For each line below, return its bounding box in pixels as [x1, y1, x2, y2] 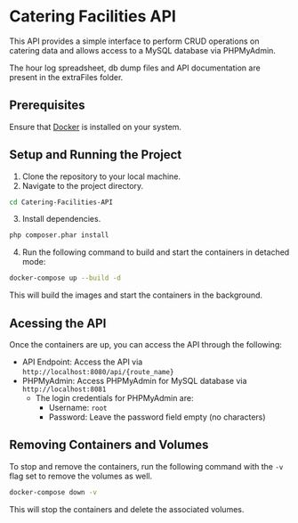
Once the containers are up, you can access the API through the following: [9, 339, 283, 349]
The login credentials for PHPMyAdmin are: [35, 393, 194, 403]
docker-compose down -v [9, 487, 98, 496]
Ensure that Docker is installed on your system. [9, 121, 182, 132]
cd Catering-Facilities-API [9, 198, 114, 207]
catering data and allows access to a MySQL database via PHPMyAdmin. [9, 45, 276, 55]
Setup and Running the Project [9, 147, 182, 162]
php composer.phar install [9, 231, 109, 240]
